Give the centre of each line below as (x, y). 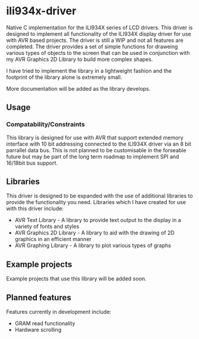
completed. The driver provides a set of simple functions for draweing (92, 47)
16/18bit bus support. (32, 163)
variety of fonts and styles (47, 226)
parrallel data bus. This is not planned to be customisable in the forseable (96, 150)
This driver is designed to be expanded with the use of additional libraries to (99, 196)
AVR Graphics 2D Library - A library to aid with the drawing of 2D (94, 233)
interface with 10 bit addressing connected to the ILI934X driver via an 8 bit (99, 144)
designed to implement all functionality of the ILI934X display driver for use (99, 33)
